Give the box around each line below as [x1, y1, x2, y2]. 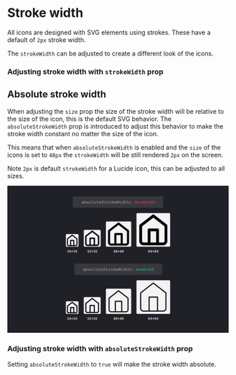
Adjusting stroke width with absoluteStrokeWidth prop [7, 344, 193, 354]
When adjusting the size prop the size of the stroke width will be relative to [7, 107, 225, 115]
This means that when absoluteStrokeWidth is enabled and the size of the [7, 143, 221, 152]
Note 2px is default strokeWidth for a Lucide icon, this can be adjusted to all [7, 164, 225, 173]
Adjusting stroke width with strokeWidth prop [7, 67, 164, 77]
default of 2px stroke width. [7, 35, 86, 44]
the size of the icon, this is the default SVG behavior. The [7, 114, 172, 123]
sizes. [7, 171, 25, 180]
